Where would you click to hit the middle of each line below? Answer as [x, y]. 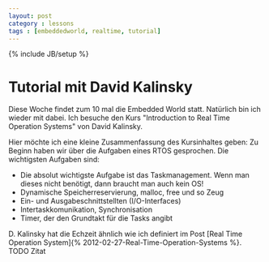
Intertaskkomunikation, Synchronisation [86, 210]
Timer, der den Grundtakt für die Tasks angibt [96, 218]
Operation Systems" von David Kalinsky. [76, 127]
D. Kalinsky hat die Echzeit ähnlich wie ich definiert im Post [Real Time [126, 234]
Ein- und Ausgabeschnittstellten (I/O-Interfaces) [100, 201]
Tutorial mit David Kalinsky [100, 87]
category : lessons [41, 24]
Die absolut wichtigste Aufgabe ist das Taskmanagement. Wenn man [134, 175]
